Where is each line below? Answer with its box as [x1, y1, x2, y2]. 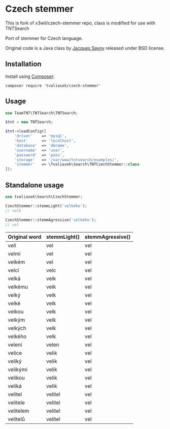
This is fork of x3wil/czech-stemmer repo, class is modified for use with [5, 20, 156, 26]
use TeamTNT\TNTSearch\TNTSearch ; [5, 110, 79, 116]
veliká [8, 383, 22, 390]
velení [8, 341, 22, 349]
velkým [8, 317, 25, 324]
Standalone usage [5, 181, 64, 189]
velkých [8, 325, 26, 332]
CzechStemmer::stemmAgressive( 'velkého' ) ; [5, 217, 96, 222]
